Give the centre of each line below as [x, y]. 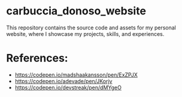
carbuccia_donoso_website [76, 11]
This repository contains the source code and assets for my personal [91, 28]
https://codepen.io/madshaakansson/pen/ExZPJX [76, 75]
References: [37, 58]
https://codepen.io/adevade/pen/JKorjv [63, 81]
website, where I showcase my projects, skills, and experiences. [85, 34]
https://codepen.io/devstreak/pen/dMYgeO [68, 87]
